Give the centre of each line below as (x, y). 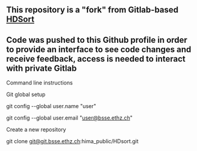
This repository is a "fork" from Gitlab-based (92, 10)
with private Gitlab (42, 68)
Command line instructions (40, 83)
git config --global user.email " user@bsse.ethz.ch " (69, 118)
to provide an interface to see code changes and (99, 49)
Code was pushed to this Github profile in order (97, 40)
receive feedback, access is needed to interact (96, 59)
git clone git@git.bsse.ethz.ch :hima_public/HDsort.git (72, 141)
